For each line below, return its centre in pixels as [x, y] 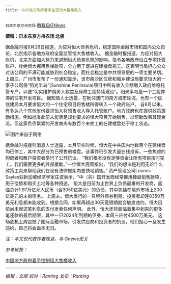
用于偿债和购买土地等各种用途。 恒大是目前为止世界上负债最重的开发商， [82, 183]
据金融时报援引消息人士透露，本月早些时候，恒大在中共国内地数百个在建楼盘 [85, 145]
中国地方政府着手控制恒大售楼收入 [41, 260]
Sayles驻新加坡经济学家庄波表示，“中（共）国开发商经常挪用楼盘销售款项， [84, 177]
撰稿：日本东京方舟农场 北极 [35, 36]
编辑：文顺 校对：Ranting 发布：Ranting [47, 276]
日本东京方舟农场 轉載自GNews [35, 25]
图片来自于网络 [26, 134]
